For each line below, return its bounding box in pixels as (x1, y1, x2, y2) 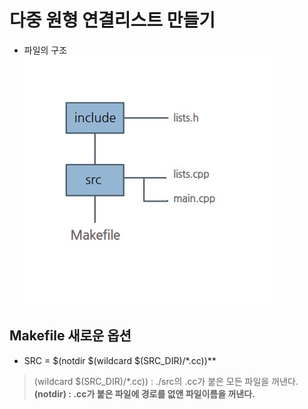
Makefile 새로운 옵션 (9, 327, 132, 345)
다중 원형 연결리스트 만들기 (9, 9, 216, 32)
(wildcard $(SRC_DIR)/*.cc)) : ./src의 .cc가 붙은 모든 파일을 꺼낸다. (33, 375, 299, 387)
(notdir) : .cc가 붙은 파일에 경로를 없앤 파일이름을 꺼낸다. (33, 387, 256, 400)
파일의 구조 (23, 44, 68, 56)
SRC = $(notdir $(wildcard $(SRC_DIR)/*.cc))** (23, 354, 217, 366)
